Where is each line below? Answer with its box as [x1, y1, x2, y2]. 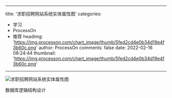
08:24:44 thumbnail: [12, 50, 56, 56]
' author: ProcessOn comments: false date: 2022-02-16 [36, 44, 153, 51]
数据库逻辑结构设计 [5, 87, 46, 93]
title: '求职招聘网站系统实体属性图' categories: [5, 11, 102, 17]
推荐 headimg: [12, 34, 44, 39]
